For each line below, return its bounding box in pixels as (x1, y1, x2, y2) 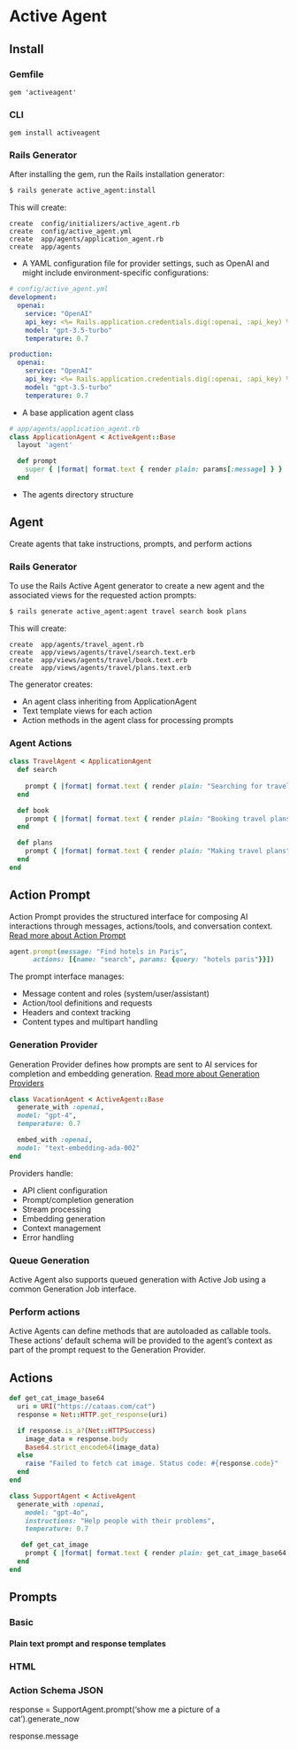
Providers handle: (9, 1168, 73, 1178)
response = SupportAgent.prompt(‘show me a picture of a (9, 1704, 221, 1715)
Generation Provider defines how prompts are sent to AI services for (9, 1059, 258, 1069)
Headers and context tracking (21, 1007, 131, 1018)
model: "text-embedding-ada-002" (17, 1144, 141, 1153)
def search (17, 766, 57, 775)
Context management (21, 1222, 102, 1233)
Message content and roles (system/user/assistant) (21, 989, 210, 999)
